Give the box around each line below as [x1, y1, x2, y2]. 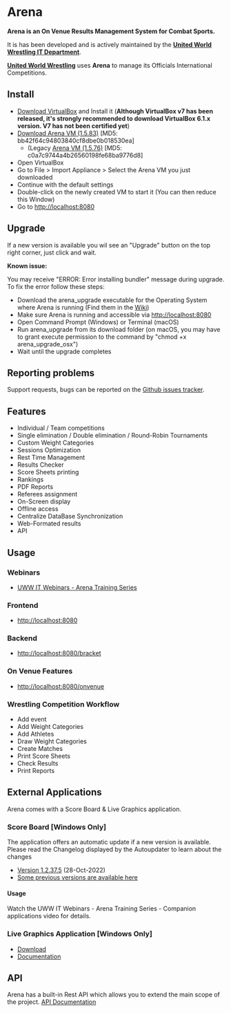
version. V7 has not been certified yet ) [17, 122, 130, 130]
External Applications [7, 786, 102, 799]
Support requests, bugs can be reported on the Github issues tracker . [7, 385, 205, 394]
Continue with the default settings [17, 180, 114, 189]
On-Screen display [17, 497, 71, 505]
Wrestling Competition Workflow [7, 699, 120, 709]
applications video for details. [7, 912, 91, 920]
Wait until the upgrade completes [17, 347, 112, 355]
